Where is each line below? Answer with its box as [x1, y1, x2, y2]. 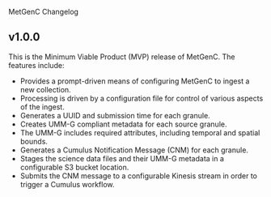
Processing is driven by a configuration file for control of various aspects [19, 93, 264, 103]
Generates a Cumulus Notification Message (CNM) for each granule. [19, 145, 249, 155]
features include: [8, 60, 65, 70]
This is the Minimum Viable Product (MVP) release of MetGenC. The [8, 52, 235, 62]
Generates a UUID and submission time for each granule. [19, 110, 210, 120]
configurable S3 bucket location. [19, 162, 129, 172]
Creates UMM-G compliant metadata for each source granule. [19, 119, 227, 129]
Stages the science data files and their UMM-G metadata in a [19, 153, 225, 163]
